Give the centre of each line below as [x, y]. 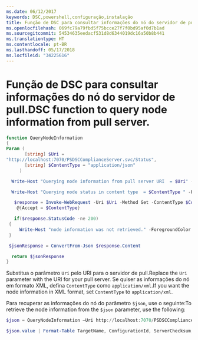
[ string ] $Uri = [44, 154]
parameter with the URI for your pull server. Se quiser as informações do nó [98, 279]
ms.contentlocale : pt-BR [37, 45]
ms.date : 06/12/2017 [32, 11]
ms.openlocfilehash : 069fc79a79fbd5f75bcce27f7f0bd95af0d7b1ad [85, 28]
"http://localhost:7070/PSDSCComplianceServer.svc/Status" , [82, 160]
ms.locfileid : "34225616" [38, 55]
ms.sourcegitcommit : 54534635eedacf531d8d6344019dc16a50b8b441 [85, 34]
